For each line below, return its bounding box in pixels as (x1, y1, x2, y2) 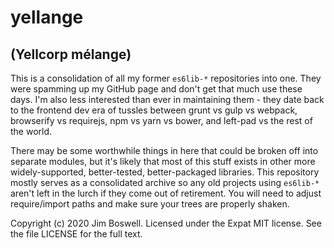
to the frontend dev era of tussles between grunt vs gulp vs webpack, (10, 104, 298, 116)
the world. (10, 126, 53, 137)
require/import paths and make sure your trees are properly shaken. (10, 198, 290, 210)
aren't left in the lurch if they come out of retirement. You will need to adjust (10, 187, 322, 199)
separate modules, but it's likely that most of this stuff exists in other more (10, 156, 316, 167)
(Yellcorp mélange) (10, 46, 132, 63)
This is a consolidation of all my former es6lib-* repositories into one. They (10, 72, 322, 84)
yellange (10, 6, 84, 29)
